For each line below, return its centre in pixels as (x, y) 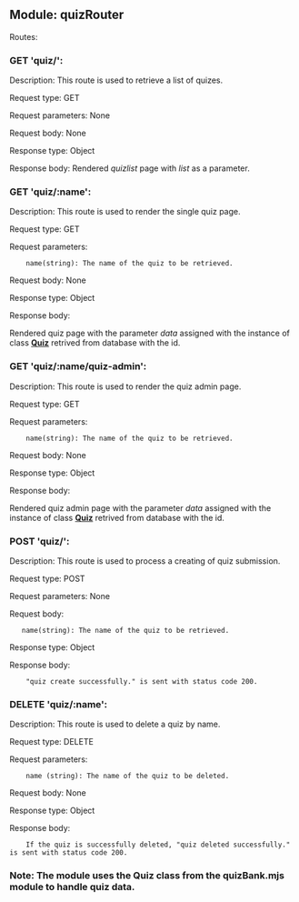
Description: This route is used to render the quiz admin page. (125, 386)
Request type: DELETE (51, 742)
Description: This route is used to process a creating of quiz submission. (145, 561)
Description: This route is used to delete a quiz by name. (115, 724)
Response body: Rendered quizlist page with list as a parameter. (130, 168)
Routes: (24, 36)
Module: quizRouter (67, 15)
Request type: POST (47, 578)
